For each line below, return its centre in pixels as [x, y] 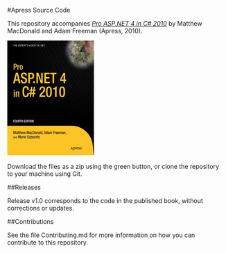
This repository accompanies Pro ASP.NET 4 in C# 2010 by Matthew [105, 23]
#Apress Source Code [39, 10]
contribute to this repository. [48, 242]
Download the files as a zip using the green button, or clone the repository [113, 166]
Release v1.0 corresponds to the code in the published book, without [105, 201]
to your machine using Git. [45, 174]
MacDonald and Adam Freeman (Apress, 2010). [75, 31]
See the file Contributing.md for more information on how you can [101, 235]
